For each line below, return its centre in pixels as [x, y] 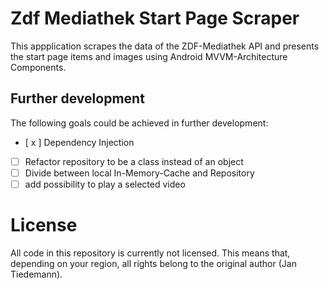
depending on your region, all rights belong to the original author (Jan [153, 263]
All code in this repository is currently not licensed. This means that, [150, 253]
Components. [38, 67]
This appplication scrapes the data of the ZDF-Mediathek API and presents [165, 46]
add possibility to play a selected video [105, 184]
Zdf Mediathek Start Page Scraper [155, 18]
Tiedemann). [36, 274]
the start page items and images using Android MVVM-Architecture [149, 56]
